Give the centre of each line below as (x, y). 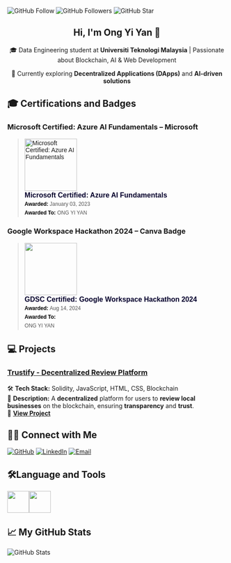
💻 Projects (31, 349)
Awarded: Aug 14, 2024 (53, 308)
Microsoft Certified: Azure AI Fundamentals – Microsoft (103, 127)
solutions (117, 81)
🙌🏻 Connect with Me (52, 435)
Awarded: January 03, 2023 (57, 204)
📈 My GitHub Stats (49, 532)
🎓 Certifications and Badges (72, 104)
